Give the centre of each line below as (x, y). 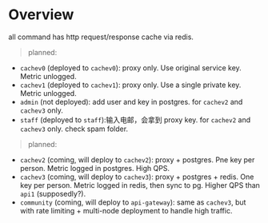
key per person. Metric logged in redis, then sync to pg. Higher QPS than (140, 185)
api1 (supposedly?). (53, 193)
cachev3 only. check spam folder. (74, 129)
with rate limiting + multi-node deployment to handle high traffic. (126, 210)
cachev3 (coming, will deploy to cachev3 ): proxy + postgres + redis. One (137, 177)
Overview (41, 15)
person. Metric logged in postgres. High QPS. (95, 168)
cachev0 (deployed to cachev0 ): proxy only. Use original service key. (130, 68)
